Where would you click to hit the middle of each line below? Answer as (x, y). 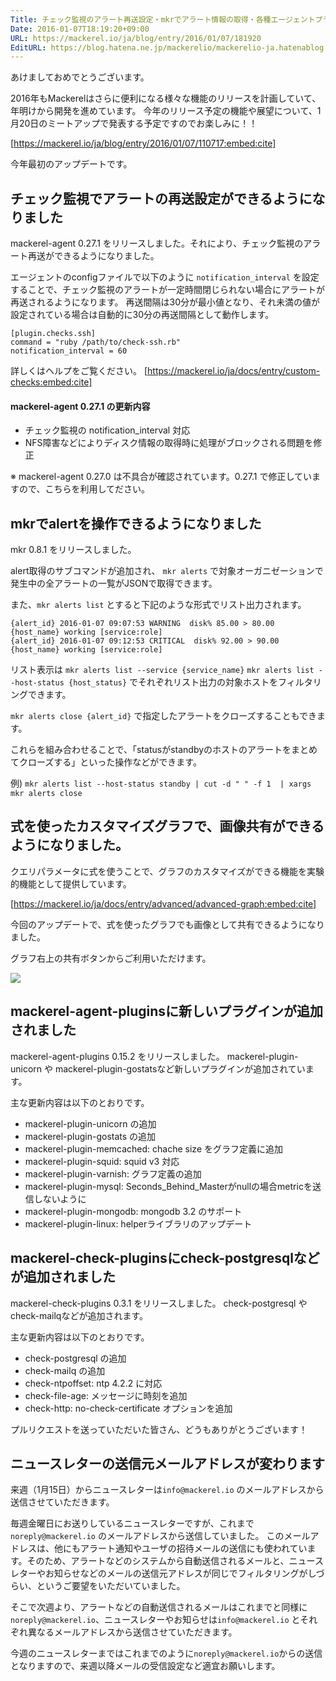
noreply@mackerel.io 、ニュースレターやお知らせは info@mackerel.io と (155, 1620)
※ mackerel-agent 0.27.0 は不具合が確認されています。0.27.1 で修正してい (161, 477)
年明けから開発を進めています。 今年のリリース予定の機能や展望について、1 (166, 111)
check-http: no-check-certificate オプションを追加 (128, 1408)
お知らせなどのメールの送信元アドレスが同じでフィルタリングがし (180, 1573)
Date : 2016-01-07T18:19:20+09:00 (80, 29)
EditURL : (28, 47)
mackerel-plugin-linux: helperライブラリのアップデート (138, 1223)
